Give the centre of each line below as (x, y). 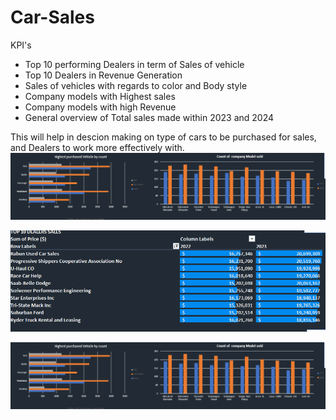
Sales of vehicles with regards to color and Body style (136, 85)
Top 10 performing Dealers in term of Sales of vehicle (134, 64)
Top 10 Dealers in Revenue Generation (103, 75)
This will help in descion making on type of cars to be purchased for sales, (163, 137)
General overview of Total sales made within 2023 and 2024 (149, 117)
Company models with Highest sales (100, 96)
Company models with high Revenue (100, 107)
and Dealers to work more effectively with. (97, 147)
